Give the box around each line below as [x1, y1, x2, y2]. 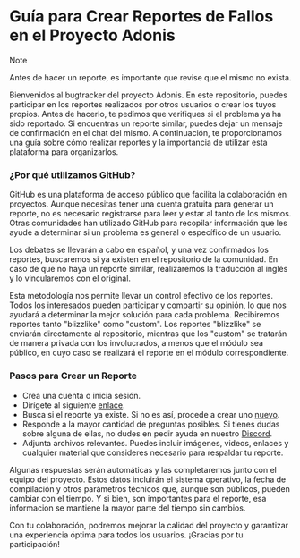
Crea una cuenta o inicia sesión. [21, 390, 141, 401]
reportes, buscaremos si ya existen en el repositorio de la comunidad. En [9, 254, 279, 265]
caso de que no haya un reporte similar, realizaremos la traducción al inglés [9, 264, 288, 275]
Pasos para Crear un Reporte [9, 369, 137, 382]
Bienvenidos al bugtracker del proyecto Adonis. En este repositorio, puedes [9, 89, 288, 100]
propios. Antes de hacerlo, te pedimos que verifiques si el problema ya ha [9, 108, 282, 119]
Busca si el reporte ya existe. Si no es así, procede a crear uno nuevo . [21, 409, 280, 419]
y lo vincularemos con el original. [9, 273, 132, 283]
